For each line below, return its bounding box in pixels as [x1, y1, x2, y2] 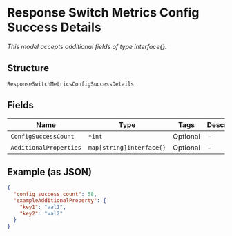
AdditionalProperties [10, 144, 81, 151]
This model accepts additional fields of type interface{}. [7, 42, 167, 50]
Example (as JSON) [7, 166, 92, 177]
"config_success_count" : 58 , [13, 191, 97, 198]
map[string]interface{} [88, 144, 166, 151]
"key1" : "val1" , [19, 204, 67, 210]
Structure [7, 62, 50, 74]
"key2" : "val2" [19, 210, 64, 217]
